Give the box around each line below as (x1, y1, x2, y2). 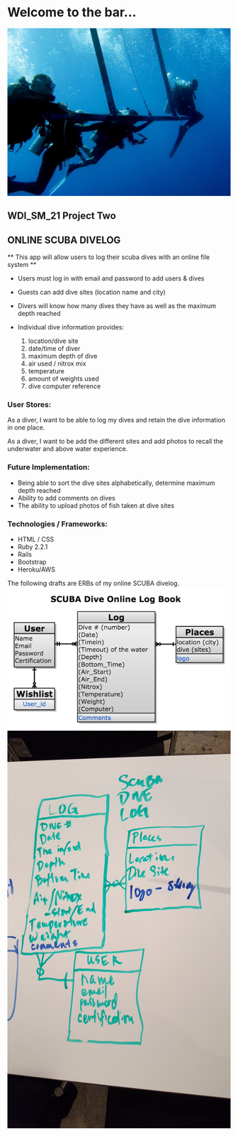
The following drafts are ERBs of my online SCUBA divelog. (7, 579, 179, 588)
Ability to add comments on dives (17, 493, 115, 502)
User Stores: (7, 400, 52, 410)
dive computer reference (28, 382, 101, 390)
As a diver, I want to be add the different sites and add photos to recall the (7, 437, 223, 446)
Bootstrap (17, 558, 47, 567)
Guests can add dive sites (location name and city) (17, 288, 166, 297)
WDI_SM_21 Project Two (7, 210, 117, 222)
